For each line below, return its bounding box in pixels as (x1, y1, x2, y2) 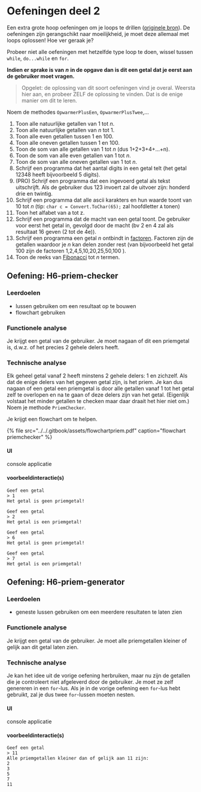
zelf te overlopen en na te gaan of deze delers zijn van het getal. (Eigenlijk (7, 391, 189, 398)
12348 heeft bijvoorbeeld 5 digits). (15, 170, 100, 178)
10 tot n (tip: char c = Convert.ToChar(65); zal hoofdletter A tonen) (15, 202, 180, 210)
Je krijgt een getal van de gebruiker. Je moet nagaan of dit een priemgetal (7, 337, 190, 345)
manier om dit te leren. (21, 97, 77, 104)
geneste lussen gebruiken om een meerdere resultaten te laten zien (15, 608, 182, 616)
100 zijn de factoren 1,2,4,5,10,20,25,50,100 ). (15, 247, 126, 254)
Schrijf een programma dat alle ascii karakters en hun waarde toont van (15, 196, 192, 203)
